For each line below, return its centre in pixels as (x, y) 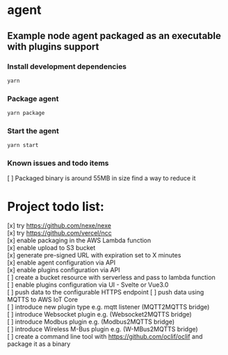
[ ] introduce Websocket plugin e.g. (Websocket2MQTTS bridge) (100, 315)
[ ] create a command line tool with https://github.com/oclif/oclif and (105, 337)
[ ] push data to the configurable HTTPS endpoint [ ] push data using (106, 292)
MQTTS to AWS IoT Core (43, 300)
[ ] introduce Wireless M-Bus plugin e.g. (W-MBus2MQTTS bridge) (103, 329)
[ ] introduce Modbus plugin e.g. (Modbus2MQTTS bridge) (91, 322)
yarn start (23, 145)
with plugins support (53, 46)
